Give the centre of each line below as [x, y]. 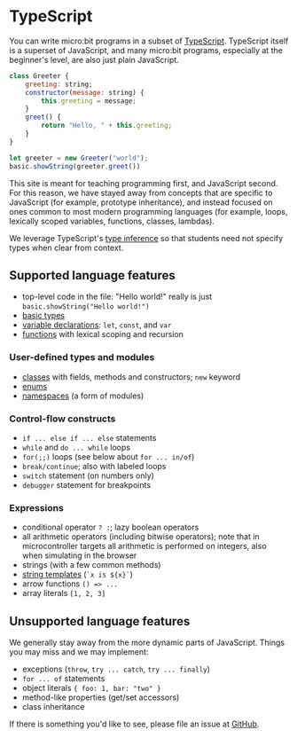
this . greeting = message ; [89, 101]
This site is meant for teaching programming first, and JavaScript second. [144, 183]
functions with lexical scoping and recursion [103, 334]
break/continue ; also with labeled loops [94, 466]
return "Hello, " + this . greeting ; [107, 126]
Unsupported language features [100, 621]
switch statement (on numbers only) [88, 475]
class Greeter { [39, 76]
